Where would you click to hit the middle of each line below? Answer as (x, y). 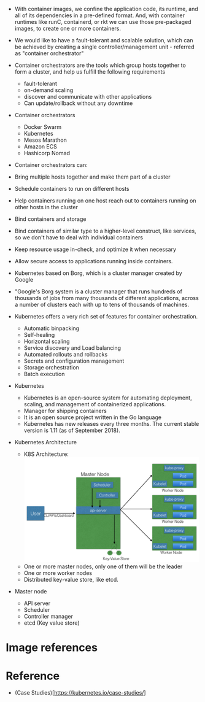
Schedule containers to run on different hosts (72, 189)
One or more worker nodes (58, 573)
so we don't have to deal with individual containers (79, 237)
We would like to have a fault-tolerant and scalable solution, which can (104, 40)
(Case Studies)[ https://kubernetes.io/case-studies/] (80, 693)
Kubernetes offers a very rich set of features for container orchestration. (106, 316)
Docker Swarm (43, 127)
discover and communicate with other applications (88, 97)
